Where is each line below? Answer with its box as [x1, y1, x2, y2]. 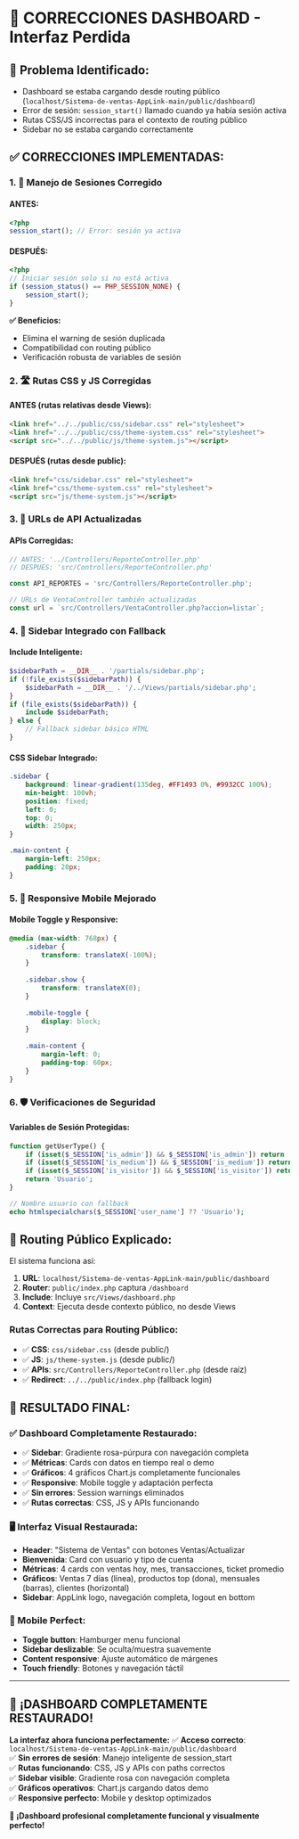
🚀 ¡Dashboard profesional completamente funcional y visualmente [9, 1810, 260, 1821]
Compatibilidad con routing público [21, 342, 151, 353]
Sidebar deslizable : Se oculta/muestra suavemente [21, 1644, 212, 1654]
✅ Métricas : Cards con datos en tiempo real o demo [21, 1457, 215, 1468]
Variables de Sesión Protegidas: [9, 1122, 131, 1133]
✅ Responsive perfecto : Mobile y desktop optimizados [9, 1792, 212, 1803]
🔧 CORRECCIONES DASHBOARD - [9, 8, 262, 29]
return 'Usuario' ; [25, 1175, 93, 1184]
